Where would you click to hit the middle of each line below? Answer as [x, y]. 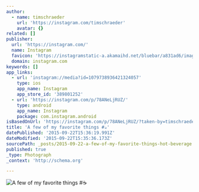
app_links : [20, 72]
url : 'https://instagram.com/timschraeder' [71, 23]
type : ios [29, 84]
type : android [34, 105]
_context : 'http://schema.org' [45, 161]
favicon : [22, 56]
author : [16, 12]
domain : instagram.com [39, 61]
